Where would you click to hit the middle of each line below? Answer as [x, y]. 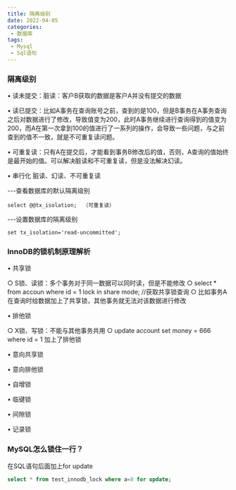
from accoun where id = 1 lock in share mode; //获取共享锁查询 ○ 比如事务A [117, 292]
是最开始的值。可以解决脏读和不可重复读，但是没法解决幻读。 [97, 161]
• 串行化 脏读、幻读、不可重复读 [54, 176]
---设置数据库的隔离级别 [43, 220]
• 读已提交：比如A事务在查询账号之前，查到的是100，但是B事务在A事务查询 [117, 111]
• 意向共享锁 [25, 354]
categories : [25, 27]
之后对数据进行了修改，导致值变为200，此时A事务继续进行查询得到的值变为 [117, 120]
